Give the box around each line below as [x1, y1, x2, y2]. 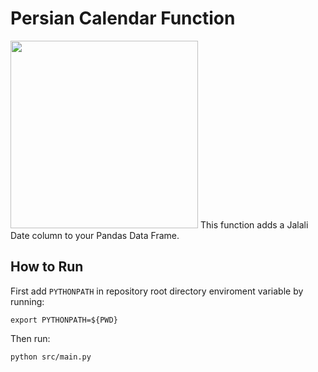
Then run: [10, 332, 51, 344]
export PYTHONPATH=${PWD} [10, 315, 118, 325]
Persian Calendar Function [10, 7, 236, 30]
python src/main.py [10, 352, 92, 362]
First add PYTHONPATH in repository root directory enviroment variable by [10, 285, 304, 297]
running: [10, 295, 45, 307]
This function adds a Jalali [199, 218, 309, 231]
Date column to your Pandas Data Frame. [10, 229, 180, 241]
